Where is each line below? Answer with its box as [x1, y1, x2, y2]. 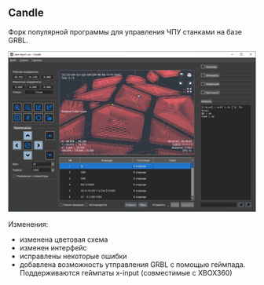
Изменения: [8, 220, 49, 229]
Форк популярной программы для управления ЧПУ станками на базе [8, 27, 242, 36]
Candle [8, 6, 45, 20]
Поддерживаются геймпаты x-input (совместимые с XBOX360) [19, 269, 233, 278]
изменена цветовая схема [19, 235, 108, 244]
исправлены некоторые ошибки [19, 251, 127, 261]
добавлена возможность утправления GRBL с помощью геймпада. [19, 260, 246, 269]
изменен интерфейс [19, 243, 88, 253]
